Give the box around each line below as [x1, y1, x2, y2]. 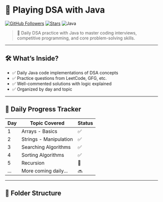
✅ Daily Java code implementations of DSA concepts [12, 70, 118, 75]
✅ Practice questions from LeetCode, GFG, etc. [12, 75, 107, 81]
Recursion [21, 159, 45, 166]
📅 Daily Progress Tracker [5, 105, 81, 113]
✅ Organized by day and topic [12, 86, 73, 92]
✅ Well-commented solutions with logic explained [12, 80, 112, 87]
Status [77, 119, 93, 126]
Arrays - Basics [21, 128, 58, 134]
